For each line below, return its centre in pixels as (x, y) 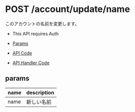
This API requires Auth (35, 33)
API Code (22, 53)
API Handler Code (31, 62)
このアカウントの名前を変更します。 (42, 23)
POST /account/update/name (67, 9)
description (40, 92)
